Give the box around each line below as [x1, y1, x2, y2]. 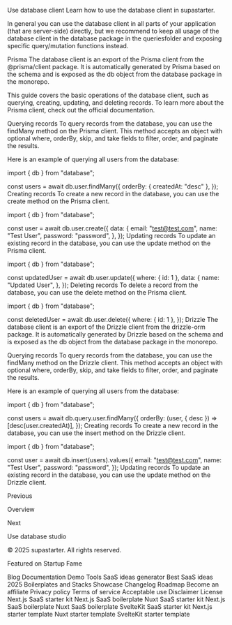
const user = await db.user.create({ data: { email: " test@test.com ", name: [7, 224, 217, 233]
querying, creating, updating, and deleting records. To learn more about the [7, 98, 224, 107]
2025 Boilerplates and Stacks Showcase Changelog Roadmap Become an [7, 580, 219, 589]
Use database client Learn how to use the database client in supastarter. [7, 6, 215, 14]
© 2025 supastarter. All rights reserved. [7, 546, 122, 554]
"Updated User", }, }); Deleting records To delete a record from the [7, 281, 199, 289]
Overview [7, 506, 35, 513]
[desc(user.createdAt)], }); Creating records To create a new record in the [7, 422, 219, 429]
